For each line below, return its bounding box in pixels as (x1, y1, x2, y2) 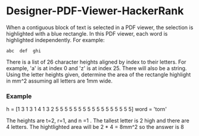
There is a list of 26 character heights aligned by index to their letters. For (6, 58, 186, 65)
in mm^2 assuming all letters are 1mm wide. (6, 77, 113, 84)
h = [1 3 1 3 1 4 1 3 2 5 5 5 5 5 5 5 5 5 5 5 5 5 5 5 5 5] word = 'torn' (6, 106, 167, 113)
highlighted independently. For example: (6, 36, 105, 43)
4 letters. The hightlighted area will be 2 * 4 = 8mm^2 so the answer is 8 (6, 124, 184, 131)
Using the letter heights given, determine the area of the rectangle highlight (6, 71, 191, 78)
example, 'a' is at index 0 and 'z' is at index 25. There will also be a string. (6, 64, 187, 72)
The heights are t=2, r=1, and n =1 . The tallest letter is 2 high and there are (6, 117, 189, 124)
